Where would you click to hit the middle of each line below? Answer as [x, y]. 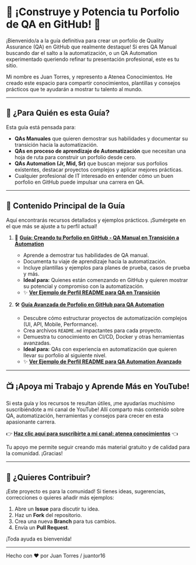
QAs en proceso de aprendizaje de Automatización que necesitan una [100, 151]
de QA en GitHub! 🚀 [53, 24]
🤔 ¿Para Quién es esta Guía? [58, 113]
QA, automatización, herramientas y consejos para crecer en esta [85, 416]
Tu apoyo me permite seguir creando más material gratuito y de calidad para [98, 447]
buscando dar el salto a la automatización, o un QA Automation [82, 53]
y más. [31, 274]
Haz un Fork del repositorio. [48, 515]
